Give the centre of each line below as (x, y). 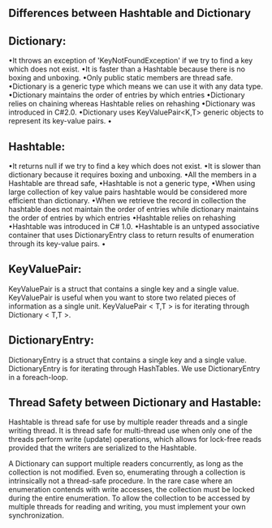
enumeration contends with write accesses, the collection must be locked (132, 490)
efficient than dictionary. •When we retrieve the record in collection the (127, 201)
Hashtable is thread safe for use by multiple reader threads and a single (128, 422)
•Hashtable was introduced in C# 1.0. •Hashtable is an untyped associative (134, 227)
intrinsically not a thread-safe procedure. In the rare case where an (121, 481)
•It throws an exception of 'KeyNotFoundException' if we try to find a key (131, 61)
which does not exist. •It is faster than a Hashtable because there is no (127, 69)
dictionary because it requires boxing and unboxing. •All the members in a (133, 175)
